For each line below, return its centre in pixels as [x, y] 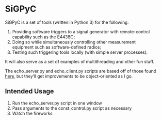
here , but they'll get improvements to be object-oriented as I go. [69, 76]
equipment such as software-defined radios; [56, 47]
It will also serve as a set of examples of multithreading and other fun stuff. [80, 61]
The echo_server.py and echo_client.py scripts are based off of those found [81, 71]
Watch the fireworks [32, 113]
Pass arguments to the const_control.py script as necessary [72, 108]
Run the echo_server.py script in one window [57, 103]
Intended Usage [30, 91]
